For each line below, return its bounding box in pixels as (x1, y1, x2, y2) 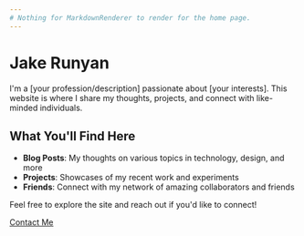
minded (9, 102, 38, 113)
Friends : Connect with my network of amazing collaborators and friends (22, 181, 295, 192)
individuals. (39, 102, 83, 113)
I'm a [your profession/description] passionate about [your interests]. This (9, 83, 288, 94)
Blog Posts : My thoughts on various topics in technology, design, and (22, 152, 285, 164)
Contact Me (9, 217, 54, 228)
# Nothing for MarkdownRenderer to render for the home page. (9, 13, 251, 23)
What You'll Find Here (9, 128, 136, 144)
